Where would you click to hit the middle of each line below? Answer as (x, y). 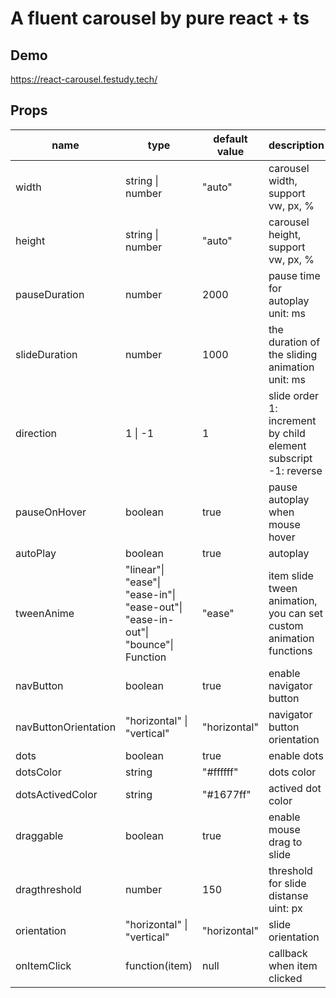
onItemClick (43, 965)
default (230, 139)
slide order (293, 395)
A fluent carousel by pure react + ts (160, 18)
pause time (294, 275)
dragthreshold (48, 889)
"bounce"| (149, 644)
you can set (295, 613)
